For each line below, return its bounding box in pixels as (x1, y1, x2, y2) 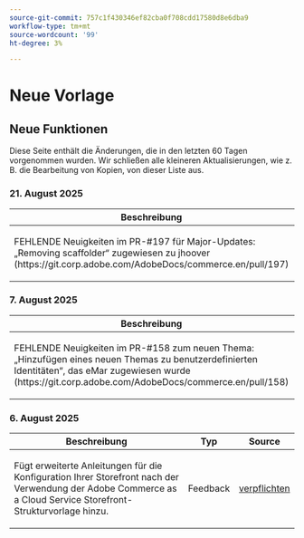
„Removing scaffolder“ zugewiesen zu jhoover (14, 246, 211, 259)
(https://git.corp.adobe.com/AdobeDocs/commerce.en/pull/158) (14, 375, 290, 388)
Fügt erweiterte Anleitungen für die (14, 459, 163, 472)
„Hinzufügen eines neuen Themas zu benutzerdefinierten (14, 352, 258, 365)
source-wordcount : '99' (9, 30, 100, 39)
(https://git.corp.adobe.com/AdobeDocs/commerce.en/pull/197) (14, 257, 290, 270)
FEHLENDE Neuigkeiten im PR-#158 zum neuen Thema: (14, 341, 255, 354)
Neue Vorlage (9, 85, 115, 106)
